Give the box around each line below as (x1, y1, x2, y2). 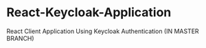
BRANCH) (6, 34, 35, 42)
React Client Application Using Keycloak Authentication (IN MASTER (6, 27, 200, 35)
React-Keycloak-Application (6, 5, 172, 20)
